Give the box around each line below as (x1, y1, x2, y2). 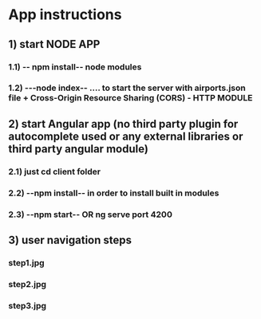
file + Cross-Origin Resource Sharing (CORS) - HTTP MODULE (8, 93, 253, 104)
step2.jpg (8, 278, 46, 289)
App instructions (8, 6, 122, 24)
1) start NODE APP (8, 37, 101, 51)
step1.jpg (8, 257, 45, 268)
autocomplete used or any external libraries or (8, 129, 243, 143)
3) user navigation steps (8, 233, 132, 246)
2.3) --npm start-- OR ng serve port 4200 (8, 209, 173, 220)
